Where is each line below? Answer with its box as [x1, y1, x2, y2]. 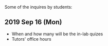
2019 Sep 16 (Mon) [4, 18, 62, 26]
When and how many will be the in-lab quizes [11, 31, 103, 37]
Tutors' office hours [11, 36, 52, 42]
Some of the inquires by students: [4, 4, 72, 10]
